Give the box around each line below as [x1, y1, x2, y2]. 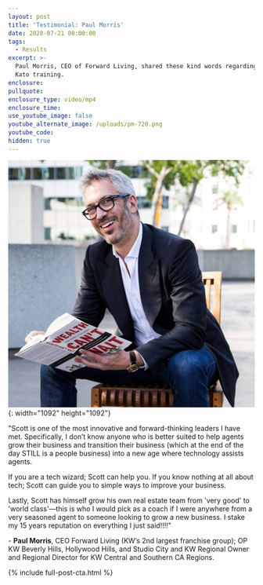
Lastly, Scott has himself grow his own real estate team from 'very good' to [8, 495, 250, 505]
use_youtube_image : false [8, 112, 92, 120]
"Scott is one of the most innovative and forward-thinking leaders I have [8, 423, 241, 433]
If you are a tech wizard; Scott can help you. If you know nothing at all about [8, 472, 254, 481]
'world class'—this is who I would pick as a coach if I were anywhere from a [8, 503, 253, 514]
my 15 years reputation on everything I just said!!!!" [8, 521, 172, 530]
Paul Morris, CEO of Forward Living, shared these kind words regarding [15, 63, 258, 71]
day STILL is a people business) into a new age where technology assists [8, 448, 244, 458]
